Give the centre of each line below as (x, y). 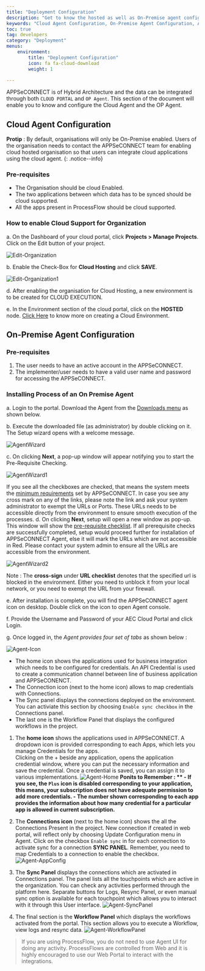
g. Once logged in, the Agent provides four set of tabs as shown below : (97, 637)
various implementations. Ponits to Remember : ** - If (103, 777)
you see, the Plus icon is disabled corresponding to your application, (103, 783)
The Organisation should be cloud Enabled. (69, 188)
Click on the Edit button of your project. (56, 243)
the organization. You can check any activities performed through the (103, 885)
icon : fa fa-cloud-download (64, 63)
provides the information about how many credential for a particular (103, 803)
